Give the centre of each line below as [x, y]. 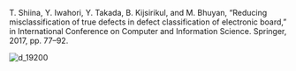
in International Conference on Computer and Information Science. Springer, [148, 31]
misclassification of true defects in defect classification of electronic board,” [148, 22]
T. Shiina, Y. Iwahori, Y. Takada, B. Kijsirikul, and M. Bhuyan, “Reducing [138, 13]
